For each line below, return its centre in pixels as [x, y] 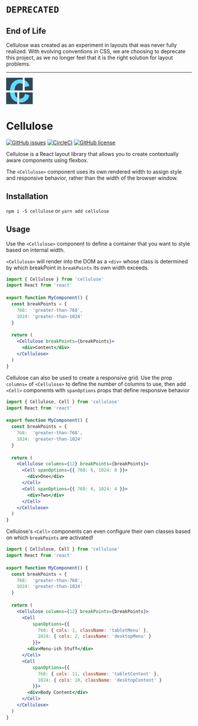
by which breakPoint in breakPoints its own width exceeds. [77, 268]
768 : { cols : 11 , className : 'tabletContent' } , [98, 674]
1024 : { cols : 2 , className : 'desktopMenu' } [94, 637]
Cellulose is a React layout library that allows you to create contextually [93, 154]
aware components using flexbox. [47, 160]
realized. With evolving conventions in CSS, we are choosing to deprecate [96, 51]
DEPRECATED [33, 10]
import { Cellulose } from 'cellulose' [55, 279]
